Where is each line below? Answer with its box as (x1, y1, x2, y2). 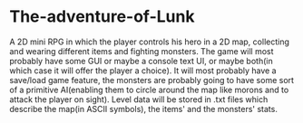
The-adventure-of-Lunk (9, 6, 195, 27)
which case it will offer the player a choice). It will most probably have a (9, 65, 277, 76)
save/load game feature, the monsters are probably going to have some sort (9, 74, 295, 85)
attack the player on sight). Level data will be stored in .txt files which (9, 93, 269, 105)
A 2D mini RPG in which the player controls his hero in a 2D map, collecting (9, 36, 290, 47)
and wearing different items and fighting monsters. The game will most (9, 45, 274, 56)
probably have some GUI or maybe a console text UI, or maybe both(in (9, 55, 274, 66)
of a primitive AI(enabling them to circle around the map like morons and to (9, 84, 289, 95)
